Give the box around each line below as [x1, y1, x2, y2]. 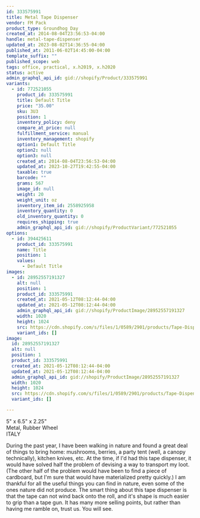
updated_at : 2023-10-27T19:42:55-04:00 [17, 164, 116, 170]
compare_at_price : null [17, 125, 76, 131]
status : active [6, 70, 44, 76]
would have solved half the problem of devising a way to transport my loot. [6, 461, 190, 468]
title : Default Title [17, 97, 70, 103]
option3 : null [17, 152, 52, 158]
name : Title [17, 246, 46, 253]
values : [17, 258, 36, 264]
